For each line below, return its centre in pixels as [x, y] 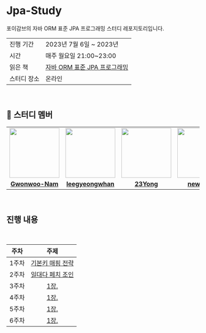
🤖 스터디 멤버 [30, 115]
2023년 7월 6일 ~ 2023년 [82, 44]
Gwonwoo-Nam [34, 184]
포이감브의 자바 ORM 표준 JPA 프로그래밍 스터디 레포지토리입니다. [85, 28]
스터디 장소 [25, 78]
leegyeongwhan [90, 184]
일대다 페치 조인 [52, 274]
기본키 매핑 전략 [52, 263]
